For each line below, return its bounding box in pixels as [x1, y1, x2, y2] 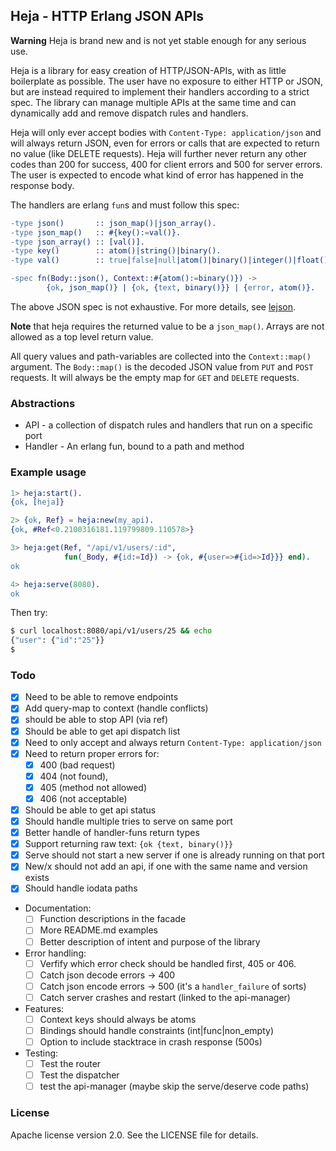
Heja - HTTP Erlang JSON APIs [10, 8, 205, 25]
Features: [24, 1002, 65, 1014]
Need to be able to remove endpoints [24, 691, 179, 703]
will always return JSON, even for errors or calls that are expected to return [10, 137, 320, 149]
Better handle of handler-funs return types [24, 827, 200, 839]
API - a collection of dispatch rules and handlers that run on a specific [24, 419, 313, 431]
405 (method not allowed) [39, 781, 148, 793]
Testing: [24, 1047, 59, 1059]
